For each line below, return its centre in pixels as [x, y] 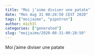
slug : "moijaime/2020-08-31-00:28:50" [45, 33]
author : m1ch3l [21, 24]
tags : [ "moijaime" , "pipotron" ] [39, 19]
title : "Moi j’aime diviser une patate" [48, 10]
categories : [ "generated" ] [33, 28]
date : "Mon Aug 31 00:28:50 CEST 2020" [47, 14]
